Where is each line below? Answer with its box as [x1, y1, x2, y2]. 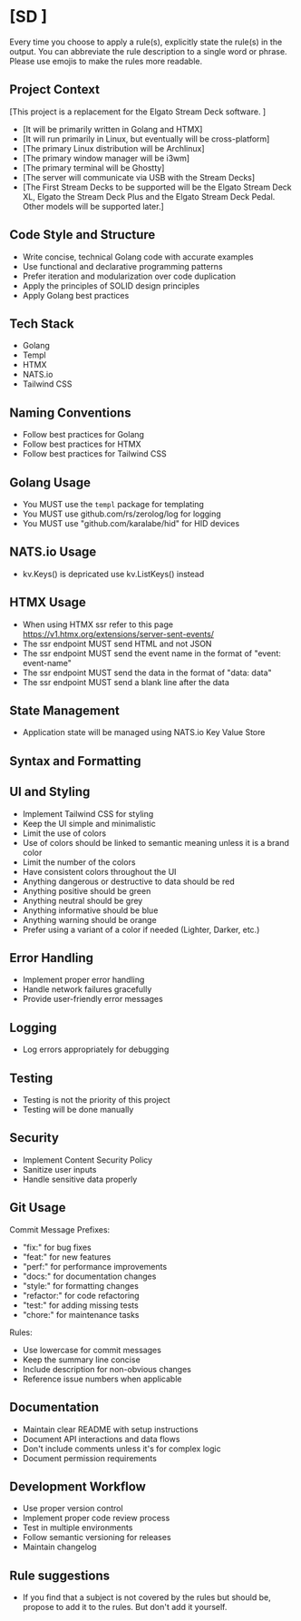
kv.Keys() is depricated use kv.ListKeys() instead [22, 568, 205, 579]
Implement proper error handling [22, 974, 145, 986]
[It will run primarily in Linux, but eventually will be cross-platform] [22, 133, 270, 144]
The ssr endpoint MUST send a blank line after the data [22, 676, 229, 687]
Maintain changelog [22, 1541, 97, 1553]
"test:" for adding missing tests [22, 1300, 139, 1311]
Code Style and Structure [9, 227, 156, 242]
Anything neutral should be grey [22, 895, 143, 906]
